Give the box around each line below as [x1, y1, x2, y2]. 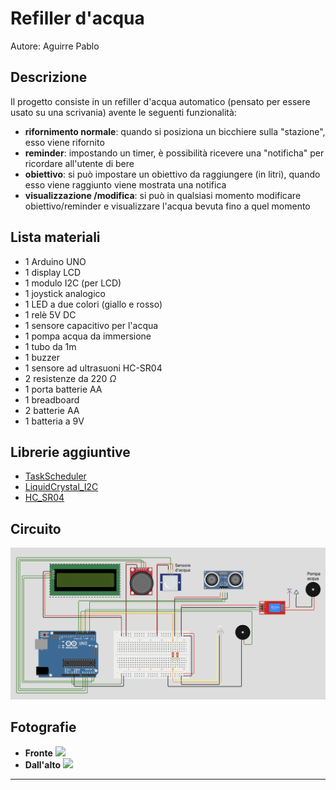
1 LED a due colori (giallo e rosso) [24, 298, 163, 310]
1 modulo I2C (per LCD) [24, 277, 122, 289]
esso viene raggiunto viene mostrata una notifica [24, 178, 227, 191]
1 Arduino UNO [24, 255, 87, 267]
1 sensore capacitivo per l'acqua [24, 319, 159, 331]
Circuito [10, 520, 62, 537]
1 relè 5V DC [24, 308, 77, 321]
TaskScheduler [24, 470, 87, 482]
